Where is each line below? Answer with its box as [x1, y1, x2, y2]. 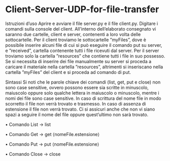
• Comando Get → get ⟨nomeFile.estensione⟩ [5, 131, 100, 137]
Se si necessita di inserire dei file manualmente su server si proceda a [5, 58, 152, 64]
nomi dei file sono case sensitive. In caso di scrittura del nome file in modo [5, 95, 161, 101]
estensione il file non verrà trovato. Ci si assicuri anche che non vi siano [5, 106, 155, 112]
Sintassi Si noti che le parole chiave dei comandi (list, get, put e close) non [5, 79, 161, 85]
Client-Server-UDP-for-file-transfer [5, 4, 159, 15]
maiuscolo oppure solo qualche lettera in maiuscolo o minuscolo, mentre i [5, 90, 159, 96]
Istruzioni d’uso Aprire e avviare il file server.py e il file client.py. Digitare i [5, 20, 158, 26]
